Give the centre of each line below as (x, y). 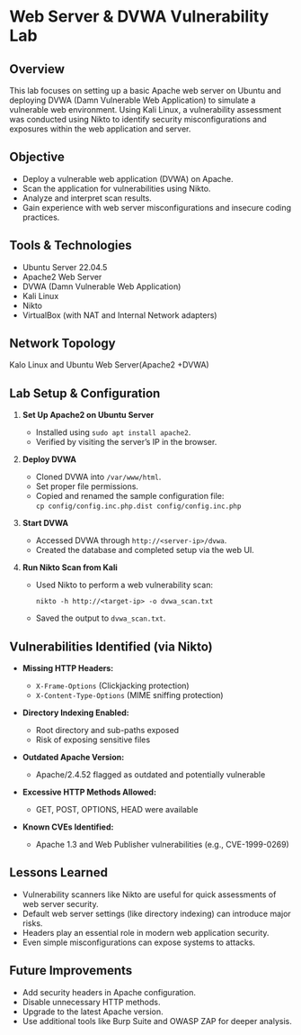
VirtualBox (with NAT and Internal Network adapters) (120, 315)
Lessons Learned (58, 872)
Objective (37, 157)
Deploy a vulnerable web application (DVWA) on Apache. (128, 178)
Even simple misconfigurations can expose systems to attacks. (139, 942)
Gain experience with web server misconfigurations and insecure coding (157, 207)
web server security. (60, 903)
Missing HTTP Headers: (68, 668)
